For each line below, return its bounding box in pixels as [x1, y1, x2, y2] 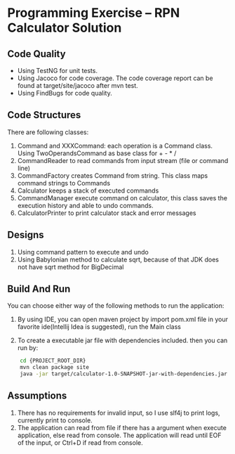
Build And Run [7, 283, 71, 295]
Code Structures [7, 109, 81, 121]
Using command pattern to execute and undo [17, 247, 149, 256]
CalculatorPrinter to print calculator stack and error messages [17, 209, 196, 217]
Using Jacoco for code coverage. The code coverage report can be [17, 74, 213, 82]
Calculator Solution [7, 20, 122, 36]
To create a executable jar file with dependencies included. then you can [17, 336, 228, 345]
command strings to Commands [17, 179, 111, 187]
